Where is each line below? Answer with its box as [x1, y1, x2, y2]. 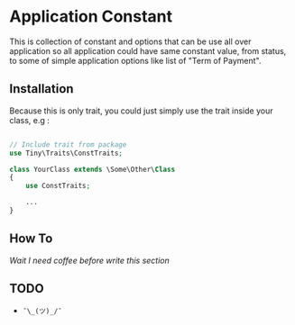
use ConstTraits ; [25, 182, 91, 191]
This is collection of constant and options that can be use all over [9, 36, 252, 47]
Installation [9, 81, 74, 96]
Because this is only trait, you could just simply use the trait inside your [9, 105, 273, 116]
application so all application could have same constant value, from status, [9, 45, 287, 56]
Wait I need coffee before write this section [9, 255, 170, 266]
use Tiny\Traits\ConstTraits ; [9, 149, 124, 158]
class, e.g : [9, 114, 50, 125]
